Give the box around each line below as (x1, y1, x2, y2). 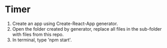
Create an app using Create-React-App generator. (12, 20, 118, 27)
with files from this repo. (12, 31, 64, 37)
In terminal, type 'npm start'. (12, 37, 72, 43)
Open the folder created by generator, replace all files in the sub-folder (12, 26, 162, 32)
